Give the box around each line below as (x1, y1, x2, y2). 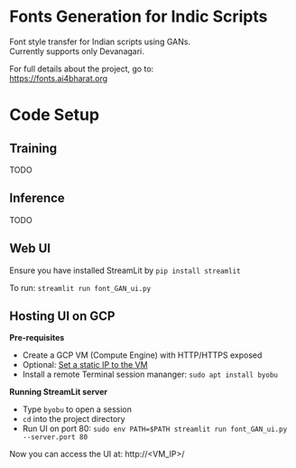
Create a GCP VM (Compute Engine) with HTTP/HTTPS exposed (22, 350, 263, 360)
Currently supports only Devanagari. (9, 45, 144, 56)
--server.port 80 (22, 433, 88, 442)
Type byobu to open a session (22, 404, 133, 415)
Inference (9, 191, 65, 206)
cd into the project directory (22, 414, 125, 425)
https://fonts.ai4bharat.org (9, 72, 108, 83)
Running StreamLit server (9, 387, 108, 398)
